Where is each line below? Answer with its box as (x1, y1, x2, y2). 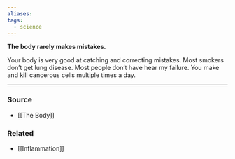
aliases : (7, 10, 33, 18)
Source (7, 95, 33, 105)
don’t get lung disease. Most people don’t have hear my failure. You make (7, 64, 220, 72)
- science (13, 23, 42, 30)
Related (7, 128, 34, 138)
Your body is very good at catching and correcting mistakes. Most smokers (7, 56, 224, 64)
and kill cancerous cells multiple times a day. (7, 71, 136, 79)
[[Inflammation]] (17, 144, 64, 153)
